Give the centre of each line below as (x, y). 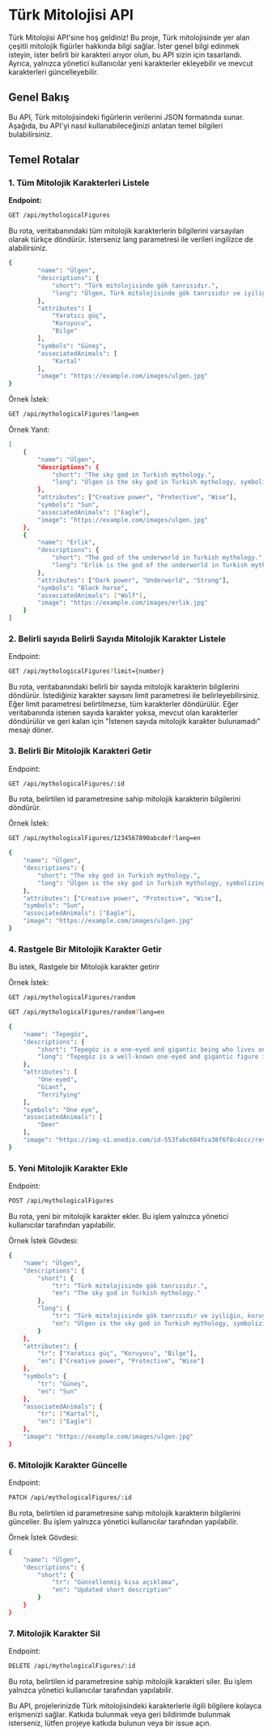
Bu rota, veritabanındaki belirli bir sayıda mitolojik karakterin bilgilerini (124, 687)
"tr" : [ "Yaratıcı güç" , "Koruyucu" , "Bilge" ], (117, 1354)
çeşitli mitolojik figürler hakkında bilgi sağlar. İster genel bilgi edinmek (124, 45)
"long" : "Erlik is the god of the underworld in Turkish (150, 566)
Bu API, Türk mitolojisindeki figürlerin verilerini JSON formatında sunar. (126, 117)
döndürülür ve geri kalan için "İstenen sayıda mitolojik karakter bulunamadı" (134, 722)
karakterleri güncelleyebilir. (53, 71)
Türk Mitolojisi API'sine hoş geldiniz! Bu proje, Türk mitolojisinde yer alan (129, 37)
